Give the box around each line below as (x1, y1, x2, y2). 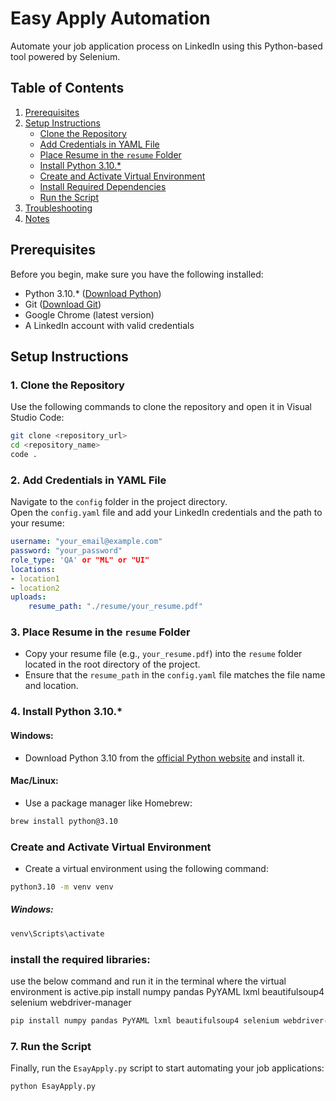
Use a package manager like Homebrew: (24, 797, 193, 809)
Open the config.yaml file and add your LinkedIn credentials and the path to (10, 507, 323, 519)
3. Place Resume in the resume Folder (10, 625, 191, 639)
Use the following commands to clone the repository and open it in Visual (10, 401, 312, 413)
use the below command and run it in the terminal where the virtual (10, 975, 287, 987)
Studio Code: (10, 412, 65, 424)
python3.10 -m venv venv (10, 882, 114, 892)
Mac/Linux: (10, 775, 59, 787)
